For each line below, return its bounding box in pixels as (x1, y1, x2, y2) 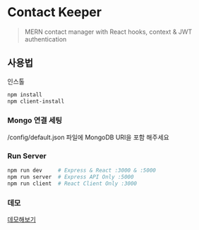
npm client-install (7, 98, 65, 105)
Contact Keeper (7, 4, 102, 20)
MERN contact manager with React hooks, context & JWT (24, 27, 193, 36)
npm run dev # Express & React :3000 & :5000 (7, 167, 157, 174)
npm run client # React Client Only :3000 (7, 180, 138, 187)
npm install (7, 91, 42, 98)
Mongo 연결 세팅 (7, 115, 62, 125)
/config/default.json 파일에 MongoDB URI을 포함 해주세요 (7, 133, 169, 141)
